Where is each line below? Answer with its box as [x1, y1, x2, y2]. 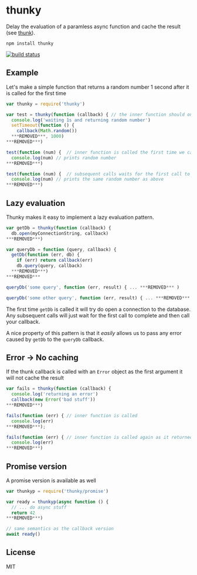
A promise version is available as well [6, 476, 97, 484]
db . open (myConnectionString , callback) [11, 230, 109, 236]
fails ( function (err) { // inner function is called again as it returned [6, 434, 193, 440]
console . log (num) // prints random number [11, 155, 117, 161]
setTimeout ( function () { [11, 123, 75, 128]
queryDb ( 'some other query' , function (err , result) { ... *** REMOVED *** [6, 295, 191, 301]
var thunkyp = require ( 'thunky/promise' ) [6, 488, 109, 494]
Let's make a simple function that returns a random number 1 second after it [6, 83, 189, 90]
